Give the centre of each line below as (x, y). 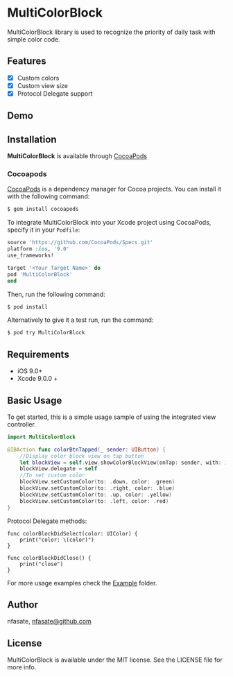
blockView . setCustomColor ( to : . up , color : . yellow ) (96, 495)
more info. (22, 667)
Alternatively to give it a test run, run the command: (80, 320)
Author (23, 605)
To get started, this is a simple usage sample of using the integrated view (112, 417)
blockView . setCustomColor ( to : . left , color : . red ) (94, 501)
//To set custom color (52, 475)
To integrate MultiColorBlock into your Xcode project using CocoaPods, (109, 223)
